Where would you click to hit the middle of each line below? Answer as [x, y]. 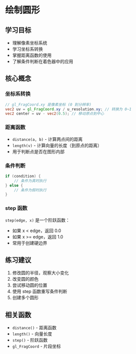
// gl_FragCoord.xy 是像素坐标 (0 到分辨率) [48, 105]
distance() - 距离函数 [34, 328]
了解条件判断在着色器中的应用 [43, 61]
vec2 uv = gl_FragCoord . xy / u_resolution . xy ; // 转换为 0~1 [68, 109]
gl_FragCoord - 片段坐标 [37, 346]
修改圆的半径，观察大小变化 [41, 273]
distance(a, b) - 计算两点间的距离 [47, 139]
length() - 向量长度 [32, 334]
